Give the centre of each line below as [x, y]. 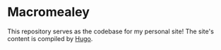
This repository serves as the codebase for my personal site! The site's [110, 31]
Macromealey [49, 12]
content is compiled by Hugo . [50, 38]
